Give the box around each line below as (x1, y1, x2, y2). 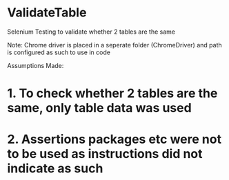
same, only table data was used (7, 100, 192, 116)
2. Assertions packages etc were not (7, 132, 222, 147)
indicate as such (7, 161, 103, 177)
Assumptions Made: (7, 61, 64, 69)
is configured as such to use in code (7, 48, 110, 56)
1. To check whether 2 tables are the (7, 86, 218, 101)
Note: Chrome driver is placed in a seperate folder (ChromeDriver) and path (7, 41, 222, 49)
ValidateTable (7, 5, 87, 21)
